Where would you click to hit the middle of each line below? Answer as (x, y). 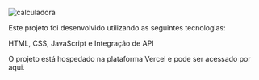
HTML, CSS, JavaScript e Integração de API (81, 43)
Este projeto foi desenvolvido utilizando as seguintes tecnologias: (117, 28)
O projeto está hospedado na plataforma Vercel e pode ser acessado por (130, 59)
